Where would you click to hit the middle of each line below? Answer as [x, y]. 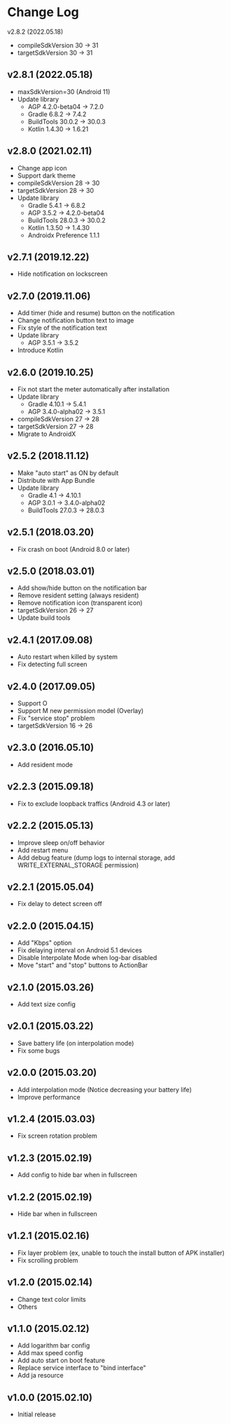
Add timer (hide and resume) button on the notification [96, 313]
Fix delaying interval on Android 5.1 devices [79, 950]
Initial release [36, 1414]
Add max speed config [50, 1353]
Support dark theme [46, 175]
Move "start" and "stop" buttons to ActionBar [83, 965]
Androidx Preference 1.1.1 [64, 235]
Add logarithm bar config [54, 1345]
